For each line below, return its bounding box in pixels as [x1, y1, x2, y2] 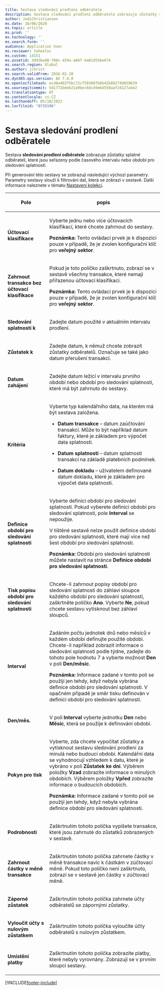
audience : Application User [5, 44, 63, 49]
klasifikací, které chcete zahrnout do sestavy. [49, 223, 154, 230]
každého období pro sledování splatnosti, [49, 593, 144, 600]
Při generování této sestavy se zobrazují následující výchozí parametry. [5, 171, 149, 178]
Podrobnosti [7, 829, 37, 835]
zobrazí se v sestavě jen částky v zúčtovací [49, 871, 149, 878]
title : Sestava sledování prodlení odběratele [5, 7, 102, 12]
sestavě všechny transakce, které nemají [49, 271, 143, 277]
